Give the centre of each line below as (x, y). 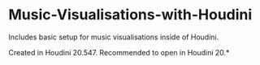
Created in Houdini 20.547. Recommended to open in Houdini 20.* (119, 52)
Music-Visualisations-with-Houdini (130, 15)
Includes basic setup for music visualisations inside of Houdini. (114, 37)
